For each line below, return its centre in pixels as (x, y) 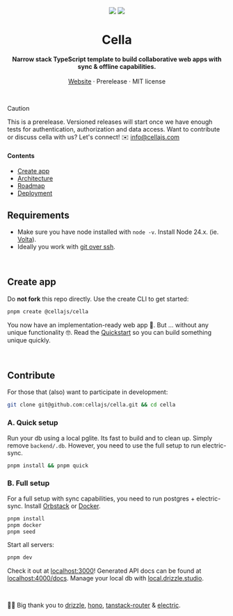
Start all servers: (31, 545)
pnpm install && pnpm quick (48, 466)
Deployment (35, 194)
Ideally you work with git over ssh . (66, 246)
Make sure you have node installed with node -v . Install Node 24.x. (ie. (118, 232)
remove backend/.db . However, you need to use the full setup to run (104, 445)
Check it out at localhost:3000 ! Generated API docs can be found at (104, 571)
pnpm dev (20, 558)
